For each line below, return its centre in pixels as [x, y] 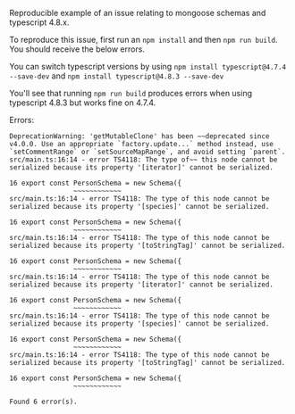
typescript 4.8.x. [39, 22]
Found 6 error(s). [43, 402]
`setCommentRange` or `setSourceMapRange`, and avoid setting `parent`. [147, 152]
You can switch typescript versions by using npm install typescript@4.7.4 [148, 66]
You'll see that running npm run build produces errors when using [131, 93]
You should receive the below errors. [77, 49]
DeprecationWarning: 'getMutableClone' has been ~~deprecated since [139, 137]
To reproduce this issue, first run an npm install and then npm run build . [143, 40]
